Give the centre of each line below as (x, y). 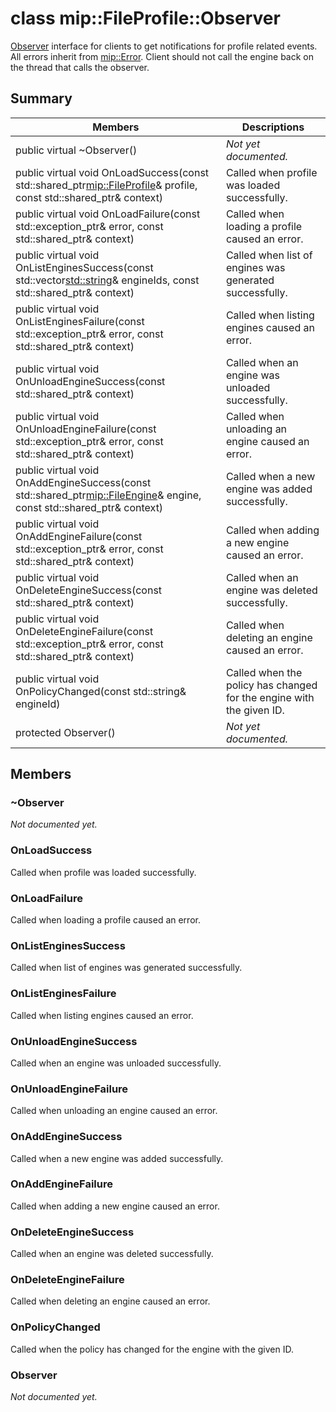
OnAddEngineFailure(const (79, 536)
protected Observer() (65, 732)
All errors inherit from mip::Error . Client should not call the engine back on (162, 56)
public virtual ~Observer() (76, 150)
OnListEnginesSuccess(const (84, 267)
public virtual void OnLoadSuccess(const (112, 172)
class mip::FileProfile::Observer (145, 18)
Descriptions (273, 127)
